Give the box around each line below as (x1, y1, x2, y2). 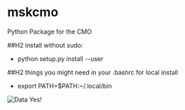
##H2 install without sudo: (7, 41, 83, 49)
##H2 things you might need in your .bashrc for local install (7, 68, 179, 76)
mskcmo (7, 4, 59, 20)
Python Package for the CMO (7, 27, 92, 36)
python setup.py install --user (17, 54, 104, 63)
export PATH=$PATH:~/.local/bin (17, 81, 112, 90)
